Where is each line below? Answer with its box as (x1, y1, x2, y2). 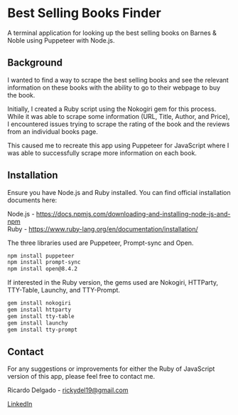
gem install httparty (7, 306, 72, 314)
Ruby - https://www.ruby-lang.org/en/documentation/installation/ (7, 224, 198, 233)
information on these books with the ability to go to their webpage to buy (7, 83, 221, 92)
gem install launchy (7, 319, 69, 327)
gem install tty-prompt (7, 326, 78, 333)
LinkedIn (7, 400, 33, 409)
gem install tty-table (7, 312, 75, 320)
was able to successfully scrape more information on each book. (7, 148, 198, 157)
